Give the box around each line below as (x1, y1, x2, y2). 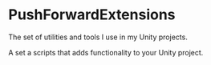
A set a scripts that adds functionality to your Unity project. (8, 47, 204, 57)
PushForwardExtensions (8, 6, 176, 24)
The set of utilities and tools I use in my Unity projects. (8, 32, 189, 42)
